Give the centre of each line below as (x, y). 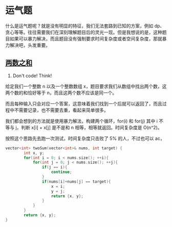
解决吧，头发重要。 (30, 45)
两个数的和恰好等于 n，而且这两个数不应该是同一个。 (61, 93)
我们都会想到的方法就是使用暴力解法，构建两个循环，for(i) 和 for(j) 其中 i (81, 121)
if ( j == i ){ (55, 167)
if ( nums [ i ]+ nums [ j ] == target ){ (76, 181)
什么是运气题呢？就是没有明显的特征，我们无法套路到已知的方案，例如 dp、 (85, 26)
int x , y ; (34, 153)
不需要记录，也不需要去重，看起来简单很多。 (61, 110)
